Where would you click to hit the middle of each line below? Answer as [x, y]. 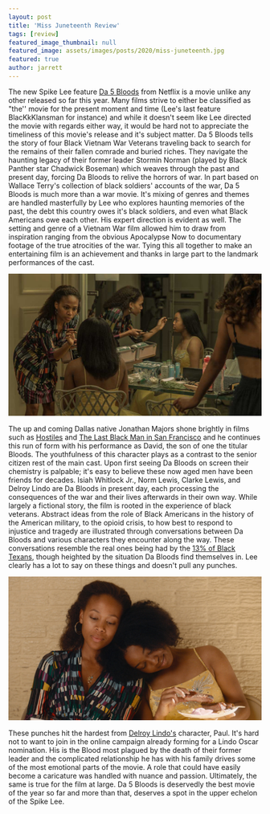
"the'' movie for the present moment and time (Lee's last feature [115, 108]
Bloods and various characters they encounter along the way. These [121, 540]
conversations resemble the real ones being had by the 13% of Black [122, 548]
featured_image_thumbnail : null [62, 43]
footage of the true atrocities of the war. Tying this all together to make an [131, 245]
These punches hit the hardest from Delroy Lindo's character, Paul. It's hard [134, 733]
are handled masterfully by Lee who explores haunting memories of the [127, 202]
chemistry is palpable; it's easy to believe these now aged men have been [131, 472]
